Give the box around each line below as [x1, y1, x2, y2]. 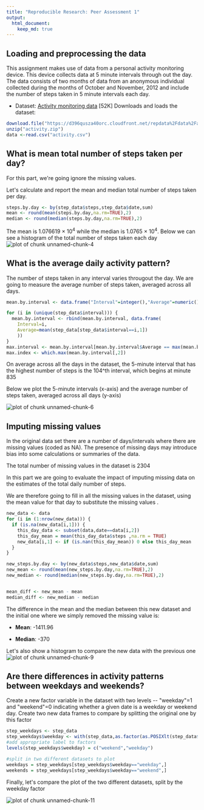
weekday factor [6, 784, 46, 792]
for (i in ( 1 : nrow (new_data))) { [6, 516, 91, 522]
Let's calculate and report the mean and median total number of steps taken [6, 186, 197, 194]
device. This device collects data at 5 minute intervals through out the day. [6, 71, 193, 79]
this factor [6, 716, 32, 724]
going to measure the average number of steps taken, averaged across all [6, 281, 191, 288]
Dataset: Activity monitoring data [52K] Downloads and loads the [15, 102, 178, 110]
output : [6, 15, 26, 21]
